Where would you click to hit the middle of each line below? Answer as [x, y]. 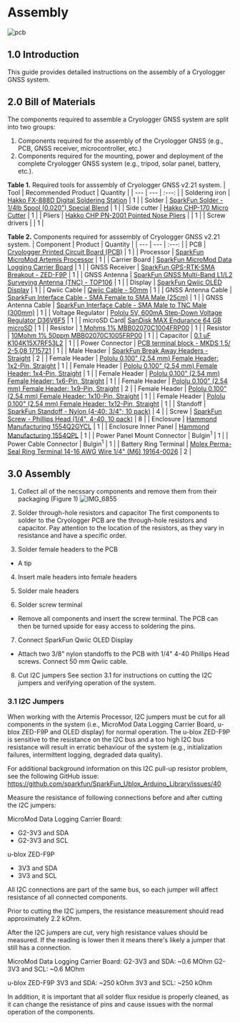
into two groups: [31, 126]
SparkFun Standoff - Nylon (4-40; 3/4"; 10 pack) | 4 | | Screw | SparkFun [115, 411]
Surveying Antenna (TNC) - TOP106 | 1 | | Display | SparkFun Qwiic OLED [115, 282]
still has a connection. [40, 947]
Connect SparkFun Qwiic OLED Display [75, 639]
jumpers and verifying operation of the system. [87, 682]
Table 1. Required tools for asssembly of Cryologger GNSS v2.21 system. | [117, 185]
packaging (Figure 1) [48, 499]
